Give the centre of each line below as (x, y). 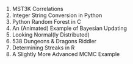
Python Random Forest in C (46, 22)
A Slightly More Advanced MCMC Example (66, 54)
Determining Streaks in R (43, 48)
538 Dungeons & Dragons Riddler (54, 41)
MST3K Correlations (38, 9)
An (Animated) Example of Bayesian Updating (69, 28)
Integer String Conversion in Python (57, 15)
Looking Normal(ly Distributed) (51, 35)
